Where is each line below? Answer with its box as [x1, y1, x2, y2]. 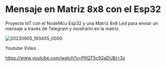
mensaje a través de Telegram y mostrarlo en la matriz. [5, 25, 120, 31]
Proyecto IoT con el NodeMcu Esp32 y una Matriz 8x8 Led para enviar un [5, 20, 158, 26]
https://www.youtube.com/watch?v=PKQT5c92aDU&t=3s [5, 54, 126, 61]
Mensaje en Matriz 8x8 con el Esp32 [5, 4, 161, 15]
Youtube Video [5, 45, 36, 51]
